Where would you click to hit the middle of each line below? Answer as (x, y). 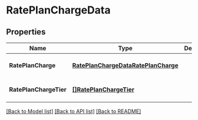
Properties (26, 32)
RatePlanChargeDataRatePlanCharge (125, 65)
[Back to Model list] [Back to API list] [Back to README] (74, 111)
